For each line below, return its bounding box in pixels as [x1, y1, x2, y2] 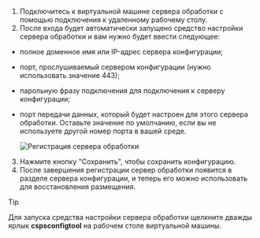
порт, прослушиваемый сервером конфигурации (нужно [19, 62, 211, 72]
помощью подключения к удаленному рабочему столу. [19, 15, 208, 24]
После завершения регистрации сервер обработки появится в [19, 165, 232, 174]
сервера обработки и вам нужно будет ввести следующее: [19, 32, 221, 41]
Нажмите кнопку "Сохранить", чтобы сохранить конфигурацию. [19, 157, 236, 166]
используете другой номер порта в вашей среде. [19, 126, 187, 136]
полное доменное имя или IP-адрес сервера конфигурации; [19, 47, 223, 56]
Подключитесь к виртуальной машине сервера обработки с [19, 7, 225, 16]
